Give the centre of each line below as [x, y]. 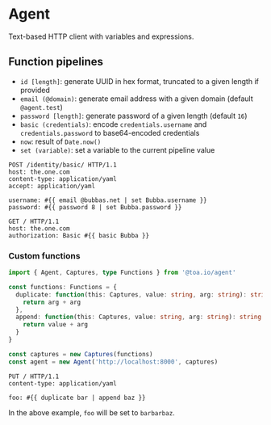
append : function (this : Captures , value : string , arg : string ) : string [139, 317]
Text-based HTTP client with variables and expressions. [101, 36]
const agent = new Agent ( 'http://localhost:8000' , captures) [113, 362]
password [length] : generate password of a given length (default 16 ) [133, 116]
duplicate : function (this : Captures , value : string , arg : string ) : [131, 295]
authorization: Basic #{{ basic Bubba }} [79, 235]
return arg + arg [52, 302]
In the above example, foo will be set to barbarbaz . [92, 412]
